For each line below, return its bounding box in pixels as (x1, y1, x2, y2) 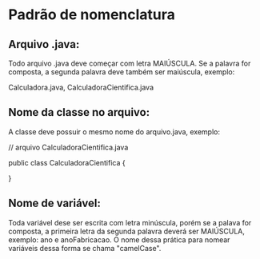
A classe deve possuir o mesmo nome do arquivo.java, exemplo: (8, 126, 221, 137)
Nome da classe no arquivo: (8, 106, 150, 119)
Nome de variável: (8, 197, 102, 210)
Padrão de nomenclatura (8, 6, 176, 24)
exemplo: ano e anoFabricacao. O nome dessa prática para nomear (8, 234, 230, 245)
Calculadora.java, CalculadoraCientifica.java (8, 82, 154, 92)
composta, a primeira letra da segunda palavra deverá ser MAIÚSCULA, (8, 226, 246, 236)
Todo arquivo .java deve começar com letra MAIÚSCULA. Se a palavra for (8, 58, 251, 68)
